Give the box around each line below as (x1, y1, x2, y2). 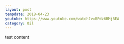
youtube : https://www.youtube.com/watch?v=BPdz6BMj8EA (5, 16, 120, 21)
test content (5, 34, 29, 40)
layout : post (5, 7, 32, 12)
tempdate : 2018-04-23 (5, 12, 50, 17)
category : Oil (5, 21, 34, 26)
